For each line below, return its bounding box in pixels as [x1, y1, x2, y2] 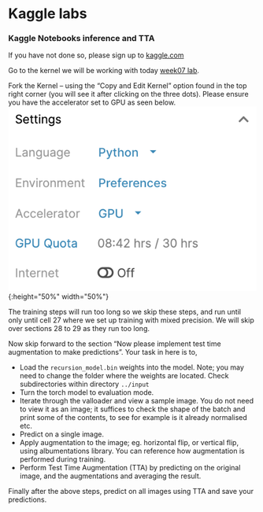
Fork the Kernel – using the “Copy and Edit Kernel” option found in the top [8, 81, 247, 90]
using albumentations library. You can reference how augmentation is [19, 446, 246, 456]
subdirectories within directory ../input [19, 379, 150, 389]
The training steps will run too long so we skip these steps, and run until [8, 308, 242, 317]
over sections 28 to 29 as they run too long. [8, 324, 150, 333]
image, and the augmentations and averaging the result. [19, 471, 202, 481]
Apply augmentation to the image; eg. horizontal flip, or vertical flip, [19, 438, 239, 448]
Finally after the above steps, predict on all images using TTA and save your [8, 487, 254, 496]
